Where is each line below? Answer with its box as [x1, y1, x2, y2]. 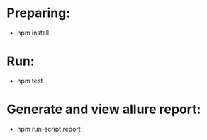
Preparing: [6, 5, 71, 21]
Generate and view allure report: [6, 101, 201, 117]
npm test [16, 76, 43, 85]
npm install [16, 28, 50, 37]
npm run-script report [16, 124, 81, 133]
